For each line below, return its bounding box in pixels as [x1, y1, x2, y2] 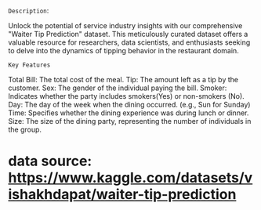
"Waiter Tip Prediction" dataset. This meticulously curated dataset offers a [8, 30, 248, 38]
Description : [8, 6, 49, 15]
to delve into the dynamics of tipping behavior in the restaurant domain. [8, 46, 239, 55]
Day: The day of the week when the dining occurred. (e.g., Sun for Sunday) [8, 100, 251, 109]
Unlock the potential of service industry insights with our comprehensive [8, 21, 243, 30]
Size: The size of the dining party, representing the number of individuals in [8, 117, 252, 125]
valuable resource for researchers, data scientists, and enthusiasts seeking [8, 38, 251, 47]
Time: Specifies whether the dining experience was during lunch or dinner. [8, 108, 249, 118]
